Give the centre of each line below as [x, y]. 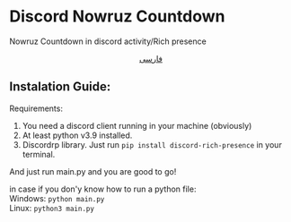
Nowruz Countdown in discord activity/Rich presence [108, 41]
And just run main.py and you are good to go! [93, 171]
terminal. [39, 154]
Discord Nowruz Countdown [117, 17]
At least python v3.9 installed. [77, 135]
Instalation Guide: [60, 87]
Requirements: [36, 108]
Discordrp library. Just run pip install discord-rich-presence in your [152, 144]
